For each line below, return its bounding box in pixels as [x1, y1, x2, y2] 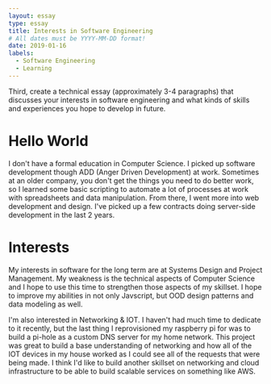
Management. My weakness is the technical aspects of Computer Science [8, 273, 256, 283]
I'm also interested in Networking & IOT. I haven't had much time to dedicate [8, 315, 261, 324]
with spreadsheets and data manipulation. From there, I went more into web [8, 193, 260, 202]
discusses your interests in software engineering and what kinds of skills [8, 94, 250, 105]
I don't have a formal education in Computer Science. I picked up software [8, 158, 256, 168]
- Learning [15, 65, 52, 73]
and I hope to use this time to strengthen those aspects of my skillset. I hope [8, 282, 262, 291]
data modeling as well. [8, 299, 83, 309]
